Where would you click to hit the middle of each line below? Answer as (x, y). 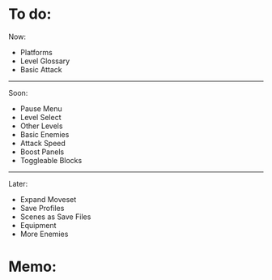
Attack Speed (43, 143)
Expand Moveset (48, 199)
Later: (18, 183)
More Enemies (44, 234)
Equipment (38, 225)
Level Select (40, 117)
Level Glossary (45, 61)
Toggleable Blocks (51, 160)
